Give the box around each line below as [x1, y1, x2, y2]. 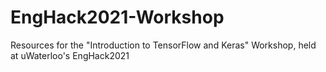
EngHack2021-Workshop [10, 6, 225, 29]
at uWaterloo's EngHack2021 [10, 49, 130, 61]
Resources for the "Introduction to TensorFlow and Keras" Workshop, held [10, 39, 317, 51]
